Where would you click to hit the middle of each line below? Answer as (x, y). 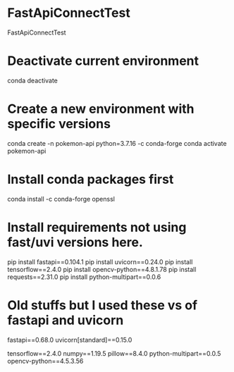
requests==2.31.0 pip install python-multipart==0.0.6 (84, 277)
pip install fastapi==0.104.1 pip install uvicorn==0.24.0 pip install (100, 261)
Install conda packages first (91, 179)
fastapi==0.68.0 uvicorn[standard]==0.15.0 (70, 340)
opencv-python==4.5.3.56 (45, 361)
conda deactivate (33, 80)
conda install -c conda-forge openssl (61, 199)
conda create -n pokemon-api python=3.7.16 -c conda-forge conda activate (117, 143)
